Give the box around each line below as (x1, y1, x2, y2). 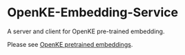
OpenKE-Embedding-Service (7, 5, 178, 20)
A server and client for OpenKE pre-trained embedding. (7, 27, 165, 35)
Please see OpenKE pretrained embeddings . (7, 40, 133, 48)
